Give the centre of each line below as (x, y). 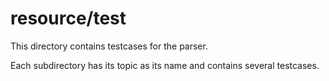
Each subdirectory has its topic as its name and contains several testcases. (165, 65)
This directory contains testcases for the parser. (109, 46)
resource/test (68, 18)
